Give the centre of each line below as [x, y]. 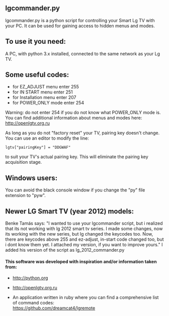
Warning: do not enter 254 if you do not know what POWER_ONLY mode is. [83, 113]
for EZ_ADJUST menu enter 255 [46, 87]
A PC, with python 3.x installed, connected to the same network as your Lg [82, 54]
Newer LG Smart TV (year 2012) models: [70, 211]
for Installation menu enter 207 [44, 97]
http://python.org [30, 278]
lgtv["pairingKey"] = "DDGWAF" [38, 148]
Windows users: [31, 178]
